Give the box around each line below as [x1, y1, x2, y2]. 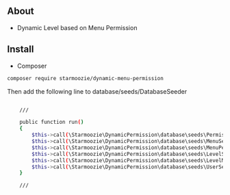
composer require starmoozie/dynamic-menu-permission [7, 75, 164, 81]
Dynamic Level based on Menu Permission [16, 23, 138, 31]
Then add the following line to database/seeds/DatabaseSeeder [7, 87, 187, 95]
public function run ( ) [19, 119, 84, 126]
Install [7, 44, 34, 55]
